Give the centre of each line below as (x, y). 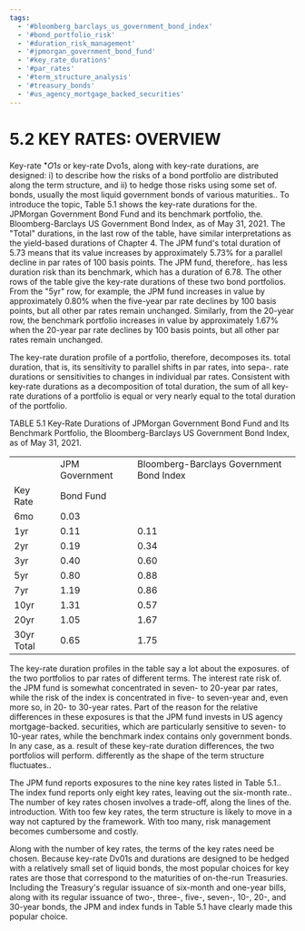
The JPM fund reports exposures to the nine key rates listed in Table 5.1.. (145, 783)
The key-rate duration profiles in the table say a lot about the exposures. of (150, 669)
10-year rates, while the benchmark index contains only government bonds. (151, 736)
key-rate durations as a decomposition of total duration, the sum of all (140, 387)
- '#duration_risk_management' (77, 43)
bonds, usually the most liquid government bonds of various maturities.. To (149, 195)
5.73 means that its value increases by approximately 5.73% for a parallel (146, 253)
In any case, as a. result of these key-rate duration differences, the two (142, 746)
